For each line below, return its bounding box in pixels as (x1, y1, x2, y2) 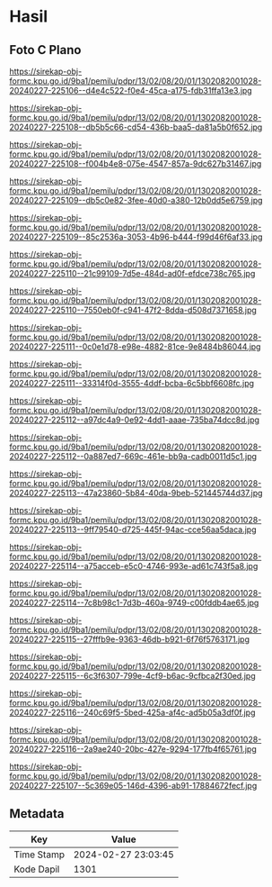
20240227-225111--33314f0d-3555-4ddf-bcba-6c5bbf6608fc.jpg (9, 378, 254, 388)
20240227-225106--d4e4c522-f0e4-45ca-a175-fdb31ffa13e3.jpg (9, 86, 253, 95)
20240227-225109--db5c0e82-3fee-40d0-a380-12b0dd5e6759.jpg (9, 195, 263, 205)
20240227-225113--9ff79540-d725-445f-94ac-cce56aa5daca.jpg (9, 524, 258, 535)
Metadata (9, 806, 65, 821)
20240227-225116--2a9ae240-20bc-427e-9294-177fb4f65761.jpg (9, 744, 258, 754)
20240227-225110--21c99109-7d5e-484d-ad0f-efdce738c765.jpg (9, 268, 256, 278)
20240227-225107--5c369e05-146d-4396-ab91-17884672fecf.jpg (9, 781, 258, 791)
